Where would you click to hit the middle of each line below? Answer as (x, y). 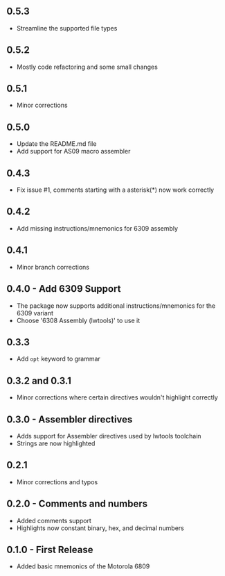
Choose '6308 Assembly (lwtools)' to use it (78, 320)
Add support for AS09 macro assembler (73, 151)
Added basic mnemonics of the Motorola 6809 (83, 566)
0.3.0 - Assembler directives (70, 419)
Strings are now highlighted (56, 443)
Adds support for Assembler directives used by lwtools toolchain (109, 436)
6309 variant (35, 313)
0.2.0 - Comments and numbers (77, 504)
